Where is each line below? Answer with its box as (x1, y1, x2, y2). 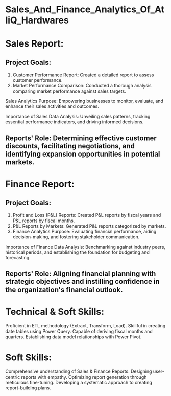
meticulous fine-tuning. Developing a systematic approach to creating (5, 379, 152, 385)
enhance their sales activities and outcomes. (5, 103, 100, 109)
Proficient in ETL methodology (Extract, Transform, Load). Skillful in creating (5, 322, 166, 328)
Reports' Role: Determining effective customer (5, 134, 157, 142)
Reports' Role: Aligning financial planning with (5, 269, 156, 278)
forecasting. (5, 254, 31, 260)
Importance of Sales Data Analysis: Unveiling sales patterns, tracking (5, 114, 151, 120)
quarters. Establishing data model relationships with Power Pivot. (5, 334, 142, 340)
